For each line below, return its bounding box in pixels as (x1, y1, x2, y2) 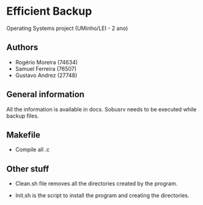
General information (6, 89, 84, 100)
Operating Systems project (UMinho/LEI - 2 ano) (6, 24, 128, 32)
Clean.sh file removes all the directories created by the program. (15, 180, 178, 187)
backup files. (6, 112, 39, 119)
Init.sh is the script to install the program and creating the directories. (15, 192, 190, 199)
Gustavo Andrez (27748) (15, 72, 78, 79)
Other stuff (6, 163, 50, 174)
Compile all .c (15, 146, 50, 154)
